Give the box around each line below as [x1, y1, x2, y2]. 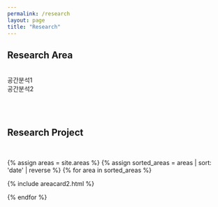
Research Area [7, 49, 73, 61]
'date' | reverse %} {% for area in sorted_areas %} [7, 166, 152, 174]
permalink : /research [7, 10, 71, 17]
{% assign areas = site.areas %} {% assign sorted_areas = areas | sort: [7, 159, 212, 166]
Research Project [7, 127, 84, 138]
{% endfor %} [7, 193, 48, 201]
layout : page [7, 17, 45, 24]
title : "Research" [7, 23, 61, 30]
